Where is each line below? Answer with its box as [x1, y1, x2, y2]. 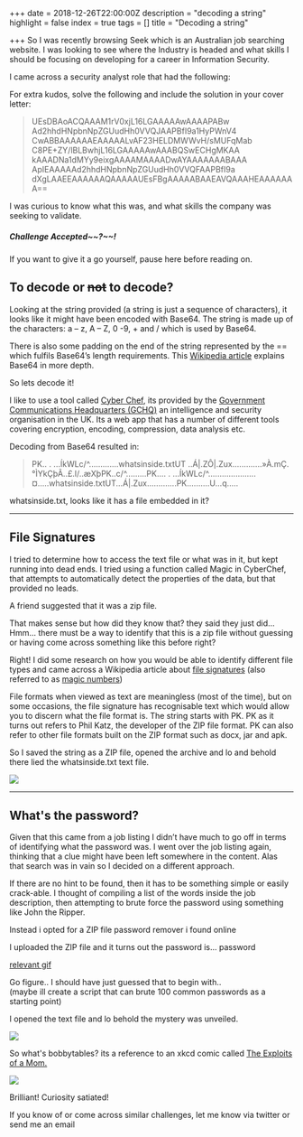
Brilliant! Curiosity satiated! [9, 1092, 110, 1103]
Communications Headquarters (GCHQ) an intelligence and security [9, 404, 262, 415]
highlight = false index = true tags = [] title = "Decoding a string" [9, 17, 249, 28]
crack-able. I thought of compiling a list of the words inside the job [9, 888, 256, 899]
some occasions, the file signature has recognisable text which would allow [9, 700, 290, 712]
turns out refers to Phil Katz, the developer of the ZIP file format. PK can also [9, 720, 294, 731]
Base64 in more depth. [9, 359, 95, 370]
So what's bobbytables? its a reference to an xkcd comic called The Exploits [9, 1048, 293, 1059]
